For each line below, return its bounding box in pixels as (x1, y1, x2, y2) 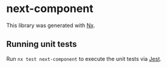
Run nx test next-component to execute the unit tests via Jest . (6, 55, 162, 62)
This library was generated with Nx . (6, 22, 95, 29)
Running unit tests (6, 39, 77, 49)
